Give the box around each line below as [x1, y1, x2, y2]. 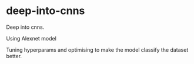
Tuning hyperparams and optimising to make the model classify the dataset [6, 46, 189, 53]
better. [6, 52, 22, 59]
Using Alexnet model [6, 35, 57, 42]
